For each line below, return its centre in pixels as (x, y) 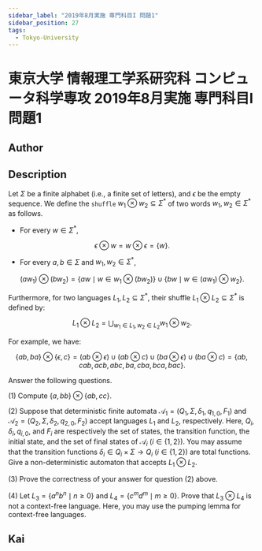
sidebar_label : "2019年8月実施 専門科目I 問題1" (83, 15)
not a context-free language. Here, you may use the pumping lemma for (125, 506)
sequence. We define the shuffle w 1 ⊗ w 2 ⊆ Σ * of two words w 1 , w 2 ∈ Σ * (130, 203)
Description (37, 175)
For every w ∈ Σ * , (49, 229)
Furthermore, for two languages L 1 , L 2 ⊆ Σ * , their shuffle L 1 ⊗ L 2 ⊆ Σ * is (126, 298)
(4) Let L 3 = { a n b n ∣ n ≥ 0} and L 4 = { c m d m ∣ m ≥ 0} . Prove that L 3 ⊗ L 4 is (130, 496)
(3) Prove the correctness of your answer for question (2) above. (113, 479)
